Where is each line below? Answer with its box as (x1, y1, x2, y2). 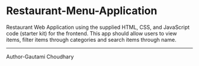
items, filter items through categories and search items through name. (6, 36, 176, 43)
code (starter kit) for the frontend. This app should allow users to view (6, 29, 177, 37)
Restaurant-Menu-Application (6, 4, 158, 18)
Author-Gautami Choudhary (6, 53, 74, 60)
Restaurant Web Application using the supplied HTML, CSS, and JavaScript (6, 24, 190, 31)
